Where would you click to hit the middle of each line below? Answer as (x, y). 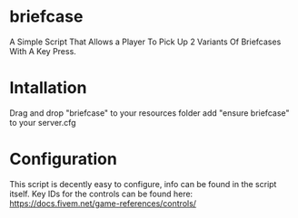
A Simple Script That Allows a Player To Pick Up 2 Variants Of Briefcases (145, 42)
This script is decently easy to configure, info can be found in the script (143, 184)
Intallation (48, 88)
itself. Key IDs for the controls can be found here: (101, 194)
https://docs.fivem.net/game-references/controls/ (103, 203)
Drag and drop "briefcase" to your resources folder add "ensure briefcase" (149, 113)
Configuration (64, 159)
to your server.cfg (43, 122)
